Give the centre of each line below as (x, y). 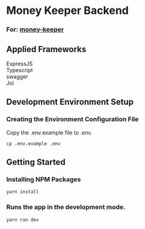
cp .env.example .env (34, 144)
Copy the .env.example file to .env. (49, 132)
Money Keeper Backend (67, 11)
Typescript (20, 70)
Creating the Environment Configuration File (72, 119)
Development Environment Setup (70, 102)
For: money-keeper (35, 30)
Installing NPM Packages (44, 179)
